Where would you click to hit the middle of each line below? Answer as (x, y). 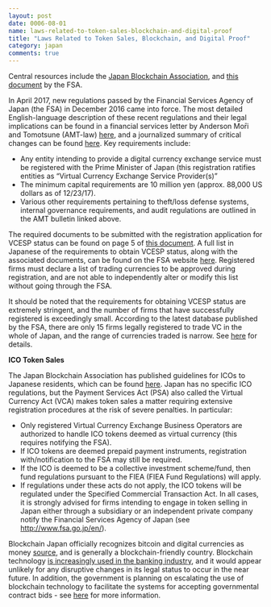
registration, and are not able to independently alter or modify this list (123, 277)
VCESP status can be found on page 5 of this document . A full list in (121, 243)
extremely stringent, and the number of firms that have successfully (121, 310)
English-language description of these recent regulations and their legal (128, 117)
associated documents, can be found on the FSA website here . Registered (132, 260)
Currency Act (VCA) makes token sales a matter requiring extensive (121, 401)
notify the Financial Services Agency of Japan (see (105, 520)
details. (21, 344)
